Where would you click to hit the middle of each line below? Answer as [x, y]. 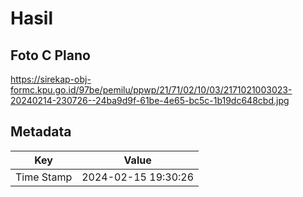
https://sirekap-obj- [51, 79]
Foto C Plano [50, 55]
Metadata [41, 132]
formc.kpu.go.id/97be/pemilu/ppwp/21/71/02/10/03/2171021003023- [151, 90]
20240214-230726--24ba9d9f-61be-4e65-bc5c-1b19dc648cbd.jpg [150, 100]
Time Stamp [44, 177]
